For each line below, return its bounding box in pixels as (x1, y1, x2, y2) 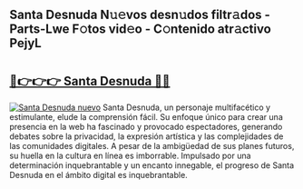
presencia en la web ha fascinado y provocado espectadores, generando (9, 122, 283, 132)
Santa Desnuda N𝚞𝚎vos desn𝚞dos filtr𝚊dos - (9, 7, 270, 23)
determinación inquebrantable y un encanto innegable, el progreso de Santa (9, 160, 295, 171)
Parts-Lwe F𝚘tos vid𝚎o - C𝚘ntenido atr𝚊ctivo (9, 22, 272, 37)
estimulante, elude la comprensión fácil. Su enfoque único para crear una (9, 112, 283, 122)
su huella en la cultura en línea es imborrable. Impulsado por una (9, 150, 251, 161)
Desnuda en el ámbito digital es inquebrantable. (9, 170, 188, 180)
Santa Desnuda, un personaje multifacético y (103, 102, 270, 113)
